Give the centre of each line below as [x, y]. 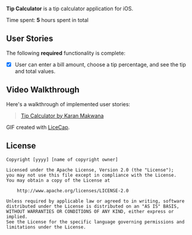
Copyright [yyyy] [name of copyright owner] [62, 160]
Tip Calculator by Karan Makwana [62, 116]
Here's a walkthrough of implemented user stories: [68, 104]
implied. [17, 217]
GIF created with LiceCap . [38, 127]
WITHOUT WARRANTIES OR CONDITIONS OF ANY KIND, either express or [90, 211]
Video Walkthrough [43, 90]
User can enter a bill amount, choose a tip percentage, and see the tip [100, 64]
